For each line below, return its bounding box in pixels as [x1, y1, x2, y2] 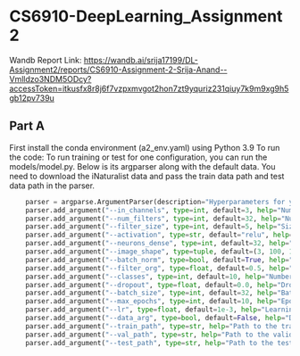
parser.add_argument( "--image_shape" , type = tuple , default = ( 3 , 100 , [25, 247, 286, 256]
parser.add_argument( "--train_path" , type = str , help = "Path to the [25, 321, 278, 331]
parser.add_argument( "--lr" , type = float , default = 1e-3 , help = [25, 305, 262, 314]
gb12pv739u [9, 92, 55, 103]
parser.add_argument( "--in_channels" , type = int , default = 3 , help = [25, 205, 278, 215]
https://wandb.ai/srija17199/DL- [83, 54, 198, 65]
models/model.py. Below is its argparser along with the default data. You [9, 161, 276, 171]
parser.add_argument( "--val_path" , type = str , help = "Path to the [25, 330, 270, 339]
